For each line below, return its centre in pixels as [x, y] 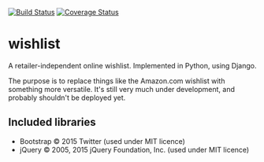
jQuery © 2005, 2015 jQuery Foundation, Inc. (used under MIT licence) [134, 149]
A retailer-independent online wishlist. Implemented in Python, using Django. [132, 65]
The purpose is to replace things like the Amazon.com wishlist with [117, 81]
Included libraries [52, 122]
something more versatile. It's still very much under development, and [121, 89]
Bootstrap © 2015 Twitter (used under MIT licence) [102, 141]
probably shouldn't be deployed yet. [67, 98]
